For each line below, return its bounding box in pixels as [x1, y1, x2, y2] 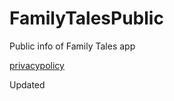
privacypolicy [9, 59, 65, 71]
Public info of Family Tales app [9, 40, 136, 52]
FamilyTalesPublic [9, 7, 164, 30]
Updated [9, 78, 46, 91]
